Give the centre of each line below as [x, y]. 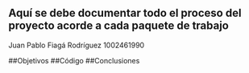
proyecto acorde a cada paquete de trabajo [119, 26]
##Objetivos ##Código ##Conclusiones [74, 60]
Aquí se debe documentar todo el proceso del [125, 13]
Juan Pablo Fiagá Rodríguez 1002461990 [77, 45]
